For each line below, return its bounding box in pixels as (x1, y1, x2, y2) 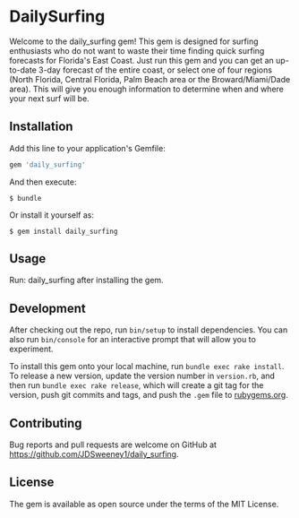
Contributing (9, 415, 82, 431)
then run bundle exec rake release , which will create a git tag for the (9, 380, 264, 391)
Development (9, 300, 87, 315)
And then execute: (9, 177, 77, 187)
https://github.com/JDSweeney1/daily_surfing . (9, 449, 179, 460)
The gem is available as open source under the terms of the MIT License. (9, 498, 279, 509)
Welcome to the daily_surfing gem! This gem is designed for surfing (9, 36, 259, 47)
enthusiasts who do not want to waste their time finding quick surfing (9, 45, 265, 56)
